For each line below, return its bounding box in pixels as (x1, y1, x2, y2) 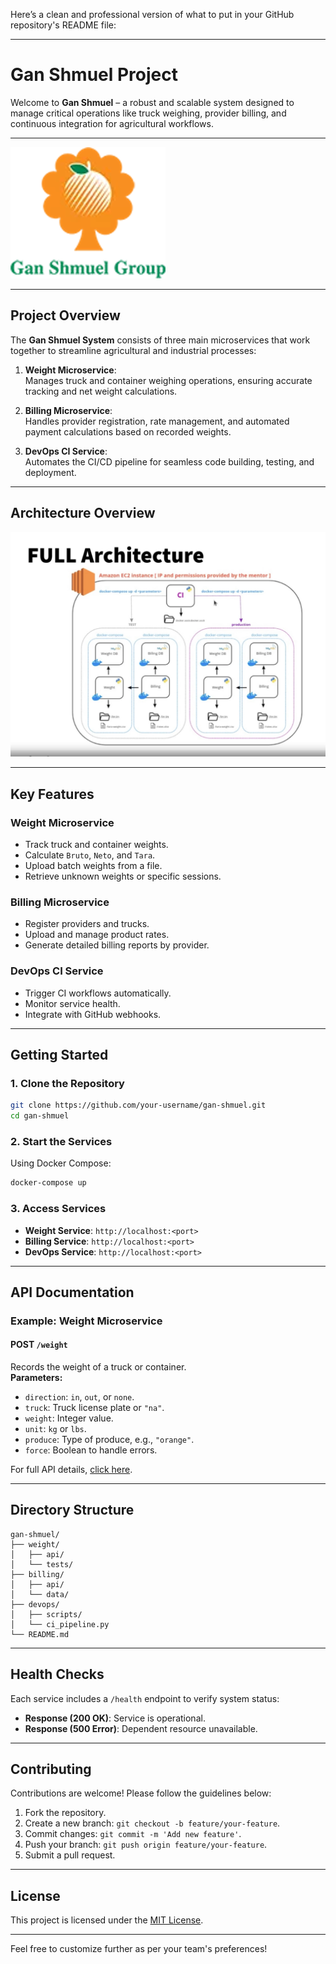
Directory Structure (10, 1502, 135, 1519)
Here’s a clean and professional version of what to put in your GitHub (10, 9, 295, 20)
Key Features (10, 785, 95, 803)
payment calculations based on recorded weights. (24, 425, 232, 438)
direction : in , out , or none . (24, 1391, 135, 1403)
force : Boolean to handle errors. (24, 1444, 158, 1456)
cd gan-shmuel (10, 1111, 70, 1121)
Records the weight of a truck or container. (10, 1361, 187, 1373)
